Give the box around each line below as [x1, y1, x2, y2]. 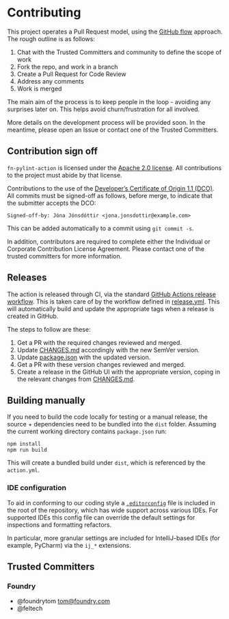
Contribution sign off [7, 145, 98, 157]
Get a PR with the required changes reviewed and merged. [16, 338, 183, 347]
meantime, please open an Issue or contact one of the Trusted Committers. [7, 125, 219, 134]
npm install [7, 441, 41, 448]
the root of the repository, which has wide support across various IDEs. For [7, 506, 219, 514]
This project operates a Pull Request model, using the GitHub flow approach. [7, 27, 223, 36]
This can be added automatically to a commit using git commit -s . [7, 224, 194, 232]
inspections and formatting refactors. [7, 520, 112, 529]
